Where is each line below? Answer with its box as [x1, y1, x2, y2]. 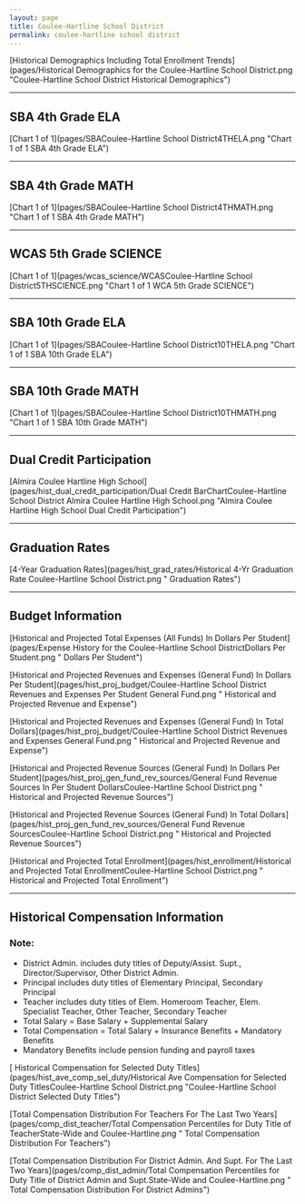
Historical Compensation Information [9, 910, 224, 925]
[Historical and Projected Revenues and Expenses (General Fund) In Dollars [9, 669, 292, 680]
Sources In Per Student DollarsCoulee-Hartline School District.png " [9, 782, 263, 793]
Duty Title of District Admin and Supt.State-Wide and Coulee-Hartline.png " [9, 1174, 291, 1185]
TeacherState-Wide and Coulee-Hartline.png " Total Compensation [9, 1128, 261, 1139]
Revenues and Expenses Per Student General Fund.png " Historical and [9, 688, 277, 699]
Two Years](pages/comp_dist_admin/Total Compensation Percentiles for [9, 1164, 280, 1176]
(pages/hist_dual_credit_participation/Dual [9, 486, 168, 497]
